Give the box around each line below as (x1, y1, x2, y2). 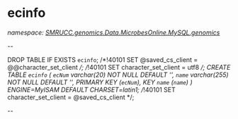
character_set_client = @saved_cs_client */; (7, 93, 135, 101)
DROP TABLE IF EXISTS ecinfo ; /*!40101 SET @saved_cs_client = (7, 55, 198, 64)
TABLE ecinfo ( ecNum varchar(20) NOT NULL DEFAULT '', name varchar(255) (7, 70, 229, 79)
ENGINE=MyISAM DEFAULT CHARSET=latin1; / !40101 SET (7, 85, 176, 94)
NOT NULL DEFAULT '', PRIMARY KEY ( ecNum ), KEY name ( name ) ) (7, 77, 193, 86)
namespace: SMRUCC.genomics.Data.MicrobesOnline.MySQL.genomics (7, 28, 220, 37)
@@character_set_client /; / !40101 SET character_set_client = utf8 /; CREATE (7, 63, 231, 71)
